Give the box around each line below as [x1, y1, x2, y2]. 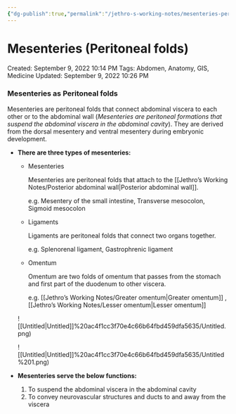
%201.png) [17, 358, 50, 366]
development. [7, 134, 47, 143]
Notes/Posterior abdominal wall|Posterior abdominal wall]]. [27, 183, 199, 191]
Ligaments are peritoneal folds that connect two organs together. [27, 231, 216, 240]
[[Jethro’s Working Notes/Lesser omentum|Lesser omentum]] [27, 300, 206, 309]
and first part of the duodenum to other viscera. [27, 279, 166, 288]
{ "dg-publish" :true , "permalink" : [7, 10, 105, 18]
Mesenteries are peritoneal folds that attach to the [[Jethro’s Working [27, 175, 228, 183]
